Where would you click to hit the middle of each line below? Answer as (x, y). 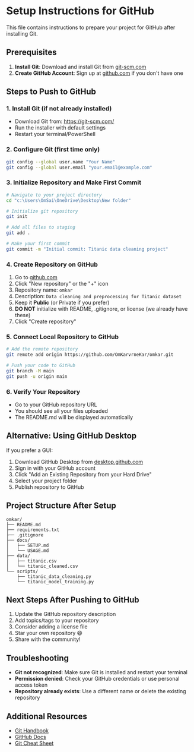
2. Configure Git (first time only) (53, 150)
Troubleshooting (38, 658)
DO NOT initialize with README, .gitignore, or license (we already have (101, 309)
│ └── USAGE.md (28, 551)
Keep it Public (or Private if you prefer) (62, 303)
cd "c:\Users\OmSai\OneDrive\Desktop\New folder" (69, 200)
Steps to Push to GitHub (51, 92)
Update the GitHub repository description (65, 614)
